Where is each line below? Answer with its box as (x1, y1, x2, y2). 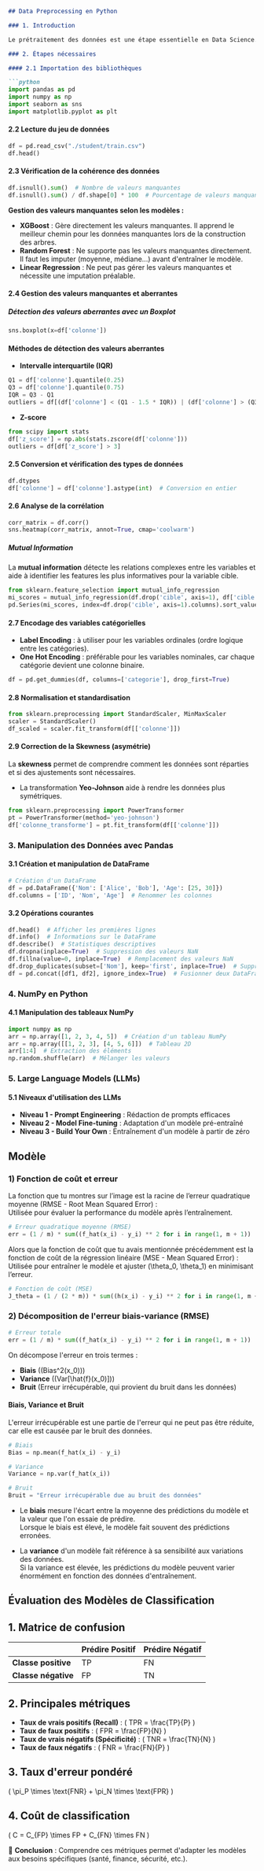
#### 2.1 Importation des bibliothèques (8, 64, 143, 72)
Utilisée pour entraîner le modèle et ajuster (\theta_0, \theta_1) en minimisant (8, 1261, 254, 1271)
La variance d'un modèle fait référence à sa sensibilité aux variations (19, 1546, 244, 1555)
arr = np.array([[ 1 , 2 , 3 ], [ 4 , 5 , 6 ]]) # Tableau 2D (8, 1039, 192, 1048)
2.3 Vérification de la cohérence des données (8, 166, 160, 176)
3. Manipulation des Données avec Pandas (8, 840, 174, 851)
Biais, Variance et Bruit (8, 1400, 84, 1410)
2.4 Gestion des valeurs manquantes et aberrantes (8, 289, 178, 298)
